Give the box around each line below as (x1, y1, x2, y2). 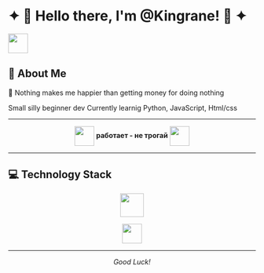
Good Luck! (113, 257, 151, 266)
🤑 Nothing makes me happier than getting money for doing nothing (8, 88, 225, 97)
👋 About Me (8, 67, 67, 81)
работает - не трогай (96, 130, 168, 140)
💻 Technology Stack (8, 168, 112, 181)
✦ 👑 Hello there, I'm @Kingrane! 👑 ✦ (8, 7, 247, 25)
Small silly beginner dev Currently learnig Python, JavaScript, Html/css (8, 103, 238, 112)
